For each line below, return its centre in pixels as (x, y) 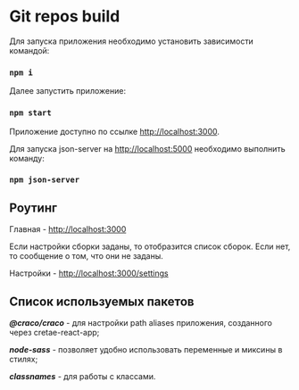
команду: (27, 158)
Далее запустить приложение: (68, 91)
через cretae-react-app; (54, 333)
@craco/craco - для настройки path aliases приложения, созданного (141, 323)
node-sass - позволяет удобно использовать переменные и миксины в (146, 350)
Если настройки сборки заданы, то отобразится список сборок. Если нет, (150, 246)
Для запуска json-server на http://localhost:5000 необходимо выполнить (147, 148)
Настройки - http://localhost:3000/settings (89, 273)
